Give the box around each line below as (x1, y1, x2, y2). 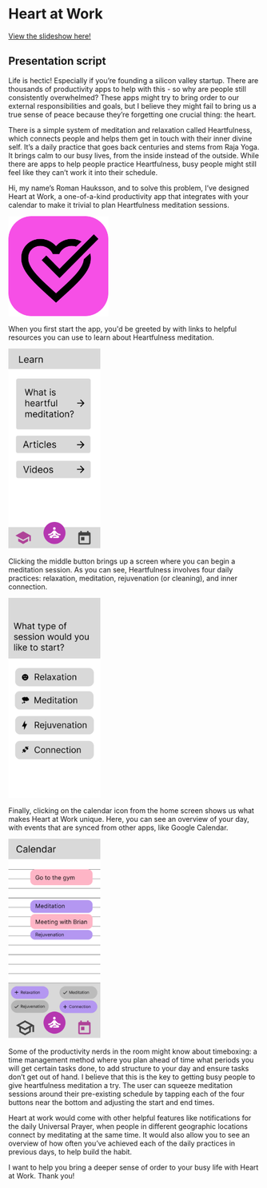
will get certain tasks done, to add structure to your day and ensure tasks (8, 1063, 249, 1073)
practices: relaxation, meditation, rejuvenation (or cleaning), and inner (8, 573, 238, 583)
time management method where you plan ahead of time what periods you (8, 1054, 254, 1064)
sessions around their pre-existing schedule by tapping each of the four (8, 1089, 245, 1098)
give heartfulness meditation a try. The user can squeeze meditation (8, 1080, 233, 1090)
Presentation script (8, 54, 106, 68)
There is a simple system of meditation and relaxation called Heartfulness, (8, 125, 253, 134)
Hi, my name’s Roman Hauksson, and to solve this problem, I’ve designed (8, 183, 249, 193)
